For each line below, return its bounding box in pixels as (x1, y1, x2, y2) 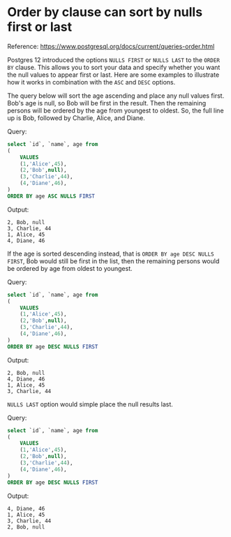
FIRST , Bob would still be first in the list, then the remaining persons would (7, 256, 220, 265)
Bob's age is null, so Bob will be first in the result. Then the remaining (7, 98, 207, 107)
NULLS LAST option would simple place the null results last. (7, 399, 173, 409)
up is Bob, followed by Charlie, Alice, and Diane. (7, 113, 145, 122)
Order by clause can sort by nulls (7, 4, 203, 20)
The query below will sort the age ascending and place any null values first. (7, 91, 225, 100)
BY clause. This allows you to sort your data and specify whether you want (7, 63, 221, 71)
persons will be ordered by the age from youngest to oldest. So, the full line (7, 106, 225, 115)
